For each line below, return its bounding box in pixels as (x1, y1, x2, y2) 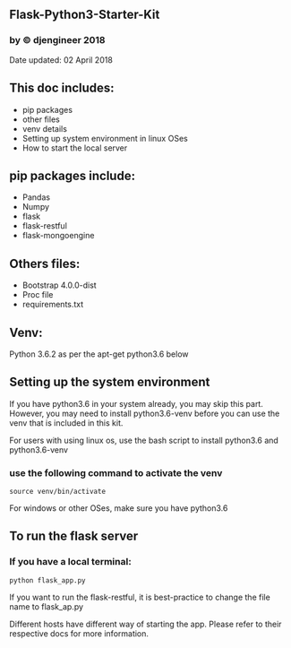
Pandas (21, 192, 51, 203)
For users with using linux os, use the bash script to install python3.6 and (9, 435, 279, 445)
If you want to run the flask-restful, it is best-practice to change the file (9, 592, 270, 602)
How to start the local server (21, 143, 128, 153)
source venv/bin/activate (9, 488, 106, 497)
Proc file (21, 289, 54, 300)
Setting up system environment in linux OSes (21, 133, 188, 143)
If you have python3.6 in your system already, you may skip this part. (9, 398, 264, 409)
